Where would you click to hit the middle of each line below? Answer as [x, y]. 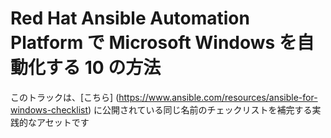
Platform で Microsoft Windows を [153, 43]
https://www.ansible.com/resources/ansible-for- [218, 97]
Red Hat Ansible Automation [130, 18]
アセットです [63, 122]
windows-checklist [49, 109]
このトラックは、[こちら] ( [65, 97]
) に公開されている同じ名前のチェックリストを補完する [200, 109]
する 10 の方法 [103, 68]
